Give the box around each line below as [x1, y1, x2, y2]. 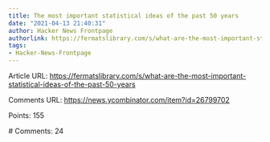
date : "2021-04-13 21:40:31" [8, 19, 106, 27]
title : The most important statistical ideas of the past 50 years [8, 11, 239, 20]
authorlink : [8, 34, 48, 43]
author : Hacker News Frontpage [8, 26, 113, 34]
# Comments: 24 [8, 126, 64, 136]
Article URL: [8, 71, 48, 80]
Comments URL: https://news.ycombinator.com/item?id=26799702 [8, 95, 231, 104]
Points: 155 [8, 111, 45, 120]
